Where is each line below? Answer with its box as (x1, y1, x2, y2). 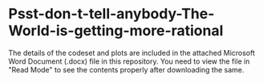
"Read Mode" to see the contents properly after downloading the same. (8, 64, 245, 74)
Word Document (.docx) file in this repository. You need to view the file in (8, 57, 250, 66)
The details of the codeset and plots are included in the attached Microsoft (8, 48, 255, 57)
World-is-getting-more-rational (8, 21, 224, 40)
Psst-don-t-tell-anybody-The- (8, 5, 215, 23)
